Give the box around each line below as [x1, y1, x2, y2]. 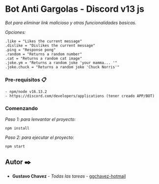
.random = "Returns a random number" [5, 52, 82, 57]
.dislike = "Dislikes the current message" [5, 43, 96, 48]
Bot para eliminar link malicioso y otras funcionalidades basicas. [5, 20, 136, 26]
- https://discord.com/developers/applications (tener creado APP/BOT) [5, 93, 155, 99]
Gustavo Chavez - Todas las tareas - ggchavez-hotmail [12, 173, 126, 179]
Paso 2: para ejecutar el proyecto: [5, 134, 75, 140]
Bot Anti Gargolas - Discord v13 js [5, 3, 145, 15]
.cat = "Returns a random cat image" [5, 56, 82, 61]
